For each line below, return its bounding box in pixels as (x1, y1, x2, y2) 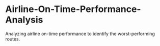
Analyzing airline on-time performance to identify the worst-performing (5, 30, 155, 36)
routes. (5, 36, 20, 42)
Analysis (5, 14, 43, 25)
